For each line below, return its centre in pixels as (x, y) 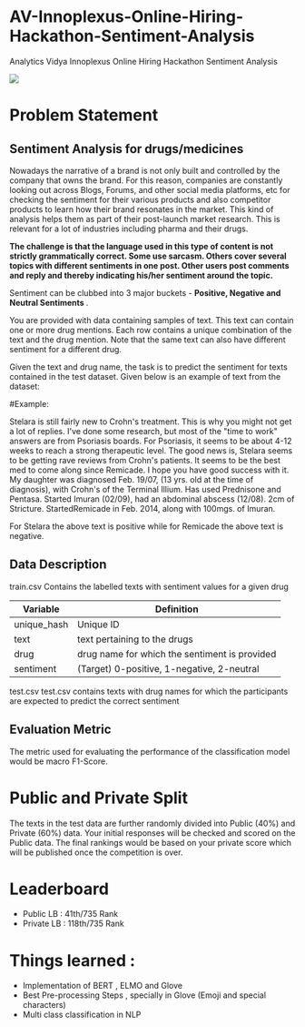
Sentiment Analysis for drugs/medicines (127, 149)
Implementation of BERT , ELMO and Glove (103, 986)
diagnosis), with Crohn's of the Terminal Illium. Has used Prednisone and (145, 489)
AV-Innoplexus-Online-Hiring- (127, 17)
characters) (44, 1005)
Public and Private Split (99, 798)
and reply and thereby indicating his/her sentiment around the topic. (142, 275)
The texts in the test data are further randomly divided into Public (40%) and (152, 823)
